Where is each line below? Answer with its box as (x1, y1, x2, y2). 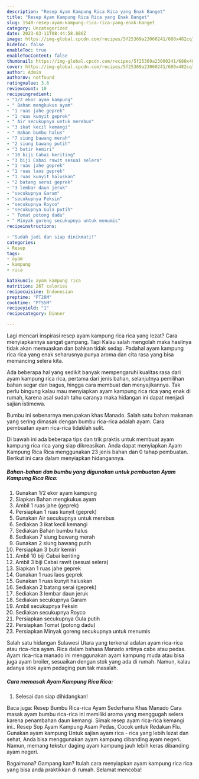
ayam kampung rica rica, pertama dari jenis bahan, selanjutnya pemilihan (6, 375, 185, 382)
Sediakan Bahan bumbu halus (15, 527, 88, 534)
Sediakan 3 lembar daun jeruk (15, 590, 89, 597)
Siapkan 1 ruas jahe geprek (15, 565, 81, 572)
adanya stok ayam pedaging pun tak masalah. (6, 664, 119, 671)
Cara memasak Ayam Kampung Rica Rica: (6, 678, 113, 685)
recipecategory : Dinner (6, 311, 66, 317)
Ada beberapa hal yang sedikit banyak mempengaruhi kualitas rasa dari (6, 369, 181, 376)
